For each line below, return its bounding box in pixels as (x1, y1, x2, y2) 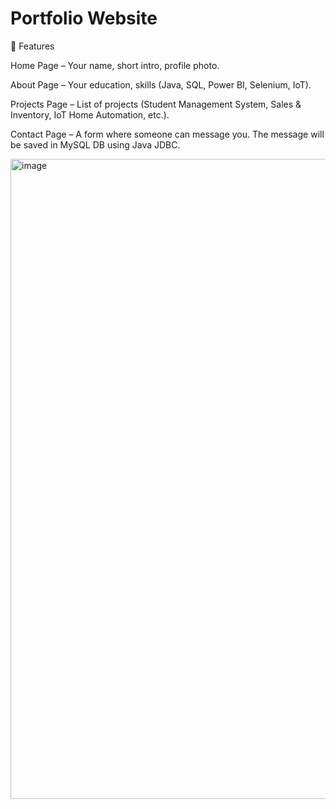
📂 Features (10, 40, 55, 52)
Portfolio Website (10, 7, 158, 30)
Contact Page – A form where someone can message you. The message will (10, 128, 325, 140)
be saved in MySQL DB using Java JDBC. (10, 138, 181, 151)
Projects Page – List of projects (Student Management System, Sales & (10, 98, 302, 110)
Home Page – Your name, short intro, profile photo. (10, 59, 220, 71)
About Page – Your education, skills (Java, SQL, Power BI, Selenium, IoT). (10, 78, 312, 91)
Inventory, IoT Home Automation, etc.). (10, 108, 170, 121)
